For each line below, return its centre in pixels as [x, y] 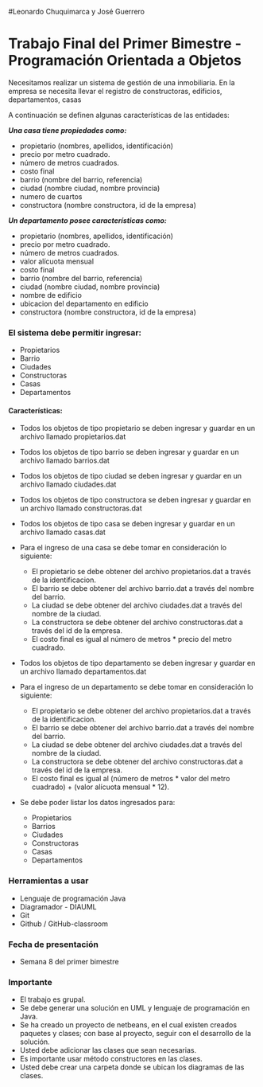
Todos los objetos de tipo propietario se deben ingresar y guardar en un [137, 428]
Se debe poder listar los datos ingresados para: [97, 803]
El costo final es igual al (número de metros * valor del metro [131, 779]
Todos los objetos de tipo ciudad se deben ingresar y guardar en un [131, 476]
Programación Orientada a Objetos [125, 61]
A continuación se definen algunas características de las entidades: [119, 115]
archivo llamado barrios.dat [64, 460]
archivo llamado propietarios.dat [73, 436]
